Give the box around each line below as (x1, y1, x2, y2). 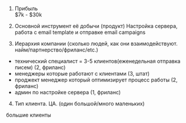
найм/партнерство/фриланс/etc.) (14, 46, 98, 53)
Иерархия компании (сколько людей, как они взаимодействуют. (14, 40, 178, 47)
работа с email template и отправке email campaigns (14, 29, 146, 36)
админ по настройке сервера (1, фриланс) (14, 89, 121, 95)
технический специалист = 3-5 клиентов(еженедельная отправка (14, 58, 181, 64)
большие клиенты (6, 111, 51, 118)
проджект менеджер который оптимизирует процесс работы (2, (14, 76, 178, 83)
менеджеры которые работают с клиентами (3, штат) (14, 70, 150, 77)
